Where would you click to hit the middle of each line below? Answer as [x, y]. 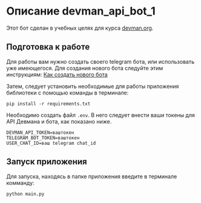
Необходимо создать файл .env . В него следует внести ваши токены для [100, 115]
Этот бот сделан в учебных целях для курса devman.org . [80, 28]
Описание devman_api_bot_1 [81, 11]
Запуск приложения [47, 162]
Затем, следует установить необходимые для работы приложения [93, 86]
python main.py [25, 194]
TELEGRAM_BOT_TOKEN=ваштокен [43, 138]
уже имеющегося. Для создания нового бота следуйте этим [85, 68]
